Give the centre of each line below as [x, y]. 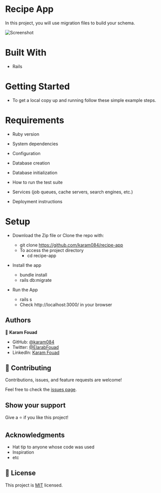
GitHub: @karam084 [33, 342]
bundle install [33, 275]
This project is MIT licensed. [34, 485]
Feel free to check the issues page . [41, 390]
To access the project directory [52, 250]
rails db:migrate [36, 280]
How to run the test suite [37, 182]
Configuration [26, 153]
